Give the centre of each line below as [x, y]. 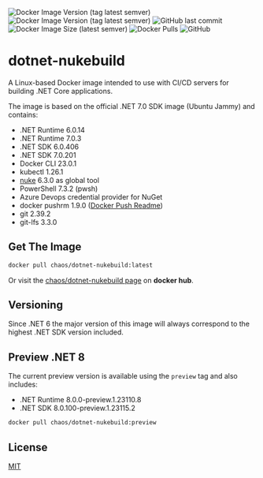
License [28, 447]
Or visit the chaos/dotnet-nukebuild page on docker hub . [101, 280]
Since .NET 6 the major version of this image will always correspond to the [129, 324]
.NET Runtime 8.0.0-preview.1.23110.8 [80, 400]
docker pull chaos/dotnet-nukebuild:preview [82, 423]
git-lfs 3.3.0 [38, 222]
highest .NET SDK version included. [66, 332]
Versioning [35, 305]
